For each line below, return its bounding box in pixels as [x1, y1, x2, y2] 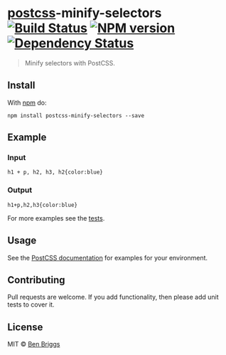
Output [7, 185, 33, 195]
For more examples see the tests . [7, 213, 105, 222]
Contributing [7, 274, 65, 286]
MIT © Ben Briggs [7, 340, 60, 349]
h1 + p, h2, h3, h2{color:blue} [7, 169, 103, 176]
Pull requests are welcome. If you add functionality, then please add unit [7, 293, 219, 302]
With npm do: [7, 98, 48, 107]
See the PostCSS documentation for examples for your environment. [7, 253, 208, 262]
